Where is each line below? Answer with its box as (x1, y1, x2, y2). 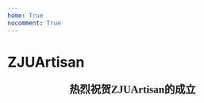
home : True (7, 11, 44, 20)
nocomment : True (7, 19, 61, 27)
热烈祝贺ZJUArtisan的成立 (69, 82, 196, 96)
